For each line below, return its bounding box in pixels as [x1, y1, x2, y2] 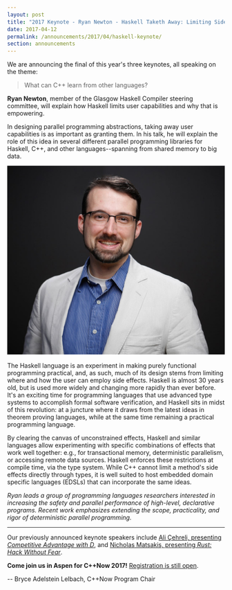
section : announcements [7, 40, 76, 48]
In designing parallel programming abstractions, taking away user [7, 123, 193, 131]
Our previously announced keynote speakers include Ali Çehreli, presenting [7, 533, 222, 542]
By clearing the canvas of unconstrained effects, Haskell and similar [7, 433, 201, 442]
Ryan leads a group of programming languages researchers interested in [7, 492, 215, 500]
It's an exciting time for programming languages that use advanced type [7, 391, 213, 400]
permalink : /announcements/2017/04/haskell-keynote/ [7, 33, 162, 40]
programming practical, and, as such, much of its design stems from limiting [7, 369, 224, 377]
